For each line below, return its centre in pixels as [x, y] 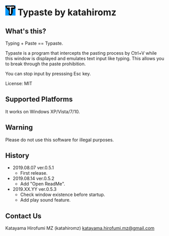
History [17, 156]
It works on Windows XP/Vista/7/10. [43, 111]
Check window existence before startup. [63, 194]
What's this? [26, 31]
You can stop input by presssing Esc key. [48, 74]
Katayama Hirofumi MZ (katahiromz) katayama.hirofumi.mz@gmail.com [80, 228]
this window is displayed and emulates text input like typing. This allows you [85, 58]
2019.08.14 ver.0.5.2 [33, 179]
